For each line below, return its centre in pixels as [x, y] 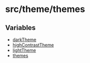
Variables [21, 28]
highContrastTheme [33, 45]
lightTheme [24, 50]
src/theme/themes [45, 9]
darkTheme [24, 39]
